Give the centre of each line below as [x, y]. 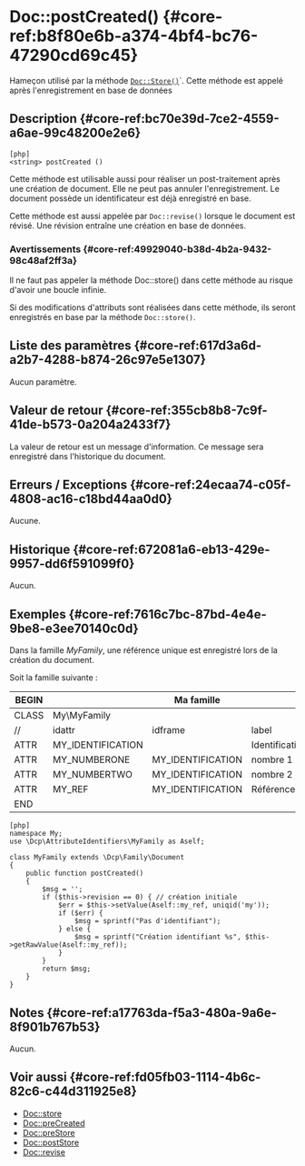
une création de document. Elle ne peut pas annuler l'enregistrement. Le [144, 188]
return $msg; [67, 969]
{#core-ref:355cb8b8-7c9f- [187, 411]
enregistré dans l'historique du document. [88, 456]
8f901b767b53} [55, 1026]
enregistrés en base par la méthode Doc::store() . [103, 317]
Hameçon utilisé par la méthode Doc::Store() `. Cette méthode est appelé [147, 80]
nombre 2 [272, 775]
